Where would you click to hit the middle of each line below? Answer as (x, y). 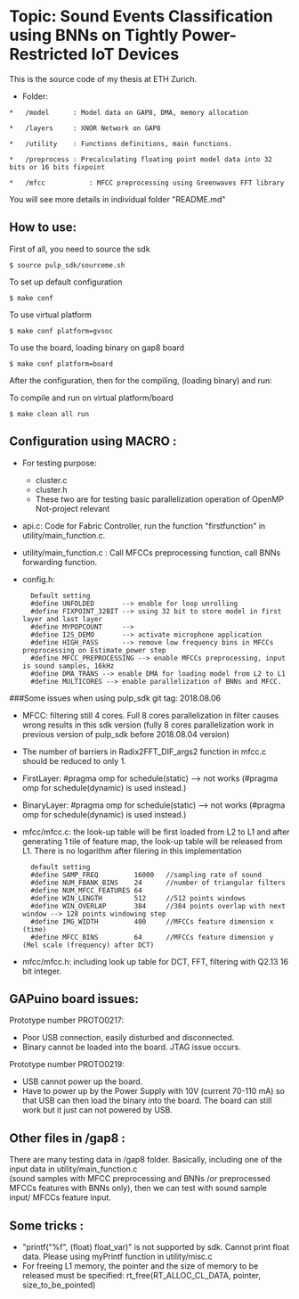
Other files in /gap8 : (68, 1138)
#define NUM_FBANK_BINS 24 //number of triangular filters (158, 883)
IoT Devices (135, 54)
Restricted (48, 54)
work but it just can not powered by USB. (97, 1110)
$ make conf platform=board (61, 364)
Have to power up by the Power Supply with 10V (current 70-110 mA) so (153, 1091)
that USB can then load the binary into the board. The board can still (147, 1101)
